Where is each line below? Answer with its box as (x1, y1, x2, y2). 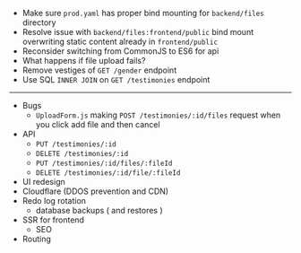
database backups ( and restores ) (35, 205, 163, 215)
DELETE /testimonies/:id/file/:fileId (35, 169, 181, 178)
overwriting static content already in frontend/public (21, 36, 218, 47)
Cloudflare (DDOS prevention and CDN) (21, 186, 168, 196)
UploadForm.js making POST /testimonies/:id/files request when (35, 109, 281, 120)
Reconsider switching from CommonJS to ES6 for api (21, 46, 219, 57)
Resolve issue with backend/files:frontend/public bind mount (21, 27, 254, 37)
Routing (21, 233, 52, 244)
